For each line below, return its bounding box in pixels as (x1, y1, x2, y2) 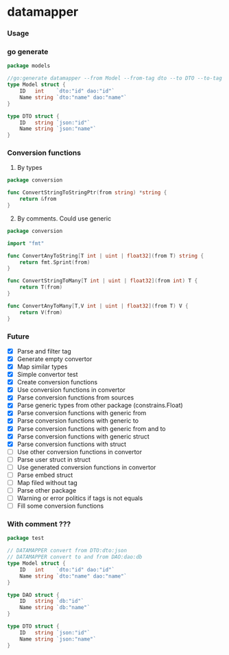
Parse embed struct (16, 471, 73, 479)
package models (7, 62, 51, 69)
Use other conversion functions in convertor (16, 447, 143, 456)
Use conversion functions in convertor (16, 386, 125, 394)
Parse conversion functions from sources (16, 393, 134, 401)
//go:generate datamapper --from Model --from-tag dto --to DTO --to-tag (7, 75, 223, 82)
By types (16, 164, 43, 172)
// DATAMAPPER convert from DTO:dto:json (7, 547, 128, 554)
